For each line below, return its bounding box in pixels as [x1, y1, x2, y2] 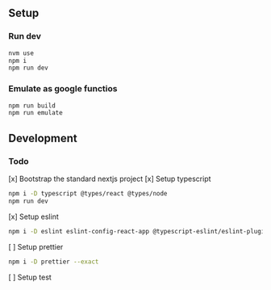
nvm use [8, 48, 35, 57]
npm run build [8, 101, 56, 110]
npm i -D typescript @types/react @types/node [8, 190, 168, 198]
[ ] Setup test [8, 272, 52, 282]
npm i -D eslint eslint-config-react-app [8, 227, 150, 235]
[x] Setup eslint [8, 212, 59, 221]
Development [8, 131, 78, 145]
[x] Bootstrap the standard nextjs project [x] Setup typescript [8, 174, 211, 184]
